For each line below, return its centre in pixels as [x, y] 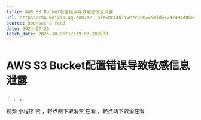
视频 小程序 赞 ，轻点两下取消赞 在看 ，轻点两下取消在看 [75, 111]
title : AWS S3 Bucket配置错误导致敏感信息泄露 [60, 12]
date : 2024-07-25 [28, 28]
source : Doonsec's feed [36, 23]
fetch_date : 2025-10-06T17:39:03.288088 [57, 34]
